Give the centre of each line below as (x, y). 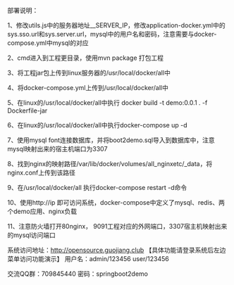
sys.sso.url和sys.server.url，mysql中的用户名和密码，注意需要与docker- (112, 34)
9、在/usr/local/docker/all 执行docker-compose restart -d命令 (97, 188)
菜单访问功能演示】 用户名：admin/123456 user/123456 (88, 259)
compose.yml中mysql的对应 (48, 43)
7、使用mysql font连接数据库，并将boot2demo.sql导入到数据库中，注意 (111, 140)
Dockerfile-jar (27, 110)
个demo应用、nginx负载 (42, 211)
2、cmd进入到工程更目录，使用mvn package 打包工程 (86, 58)
